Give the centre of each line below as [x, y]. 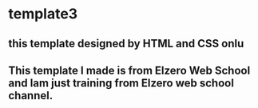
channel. [31, 96]
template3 [43, 14]
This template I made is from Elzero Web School [129, 70]
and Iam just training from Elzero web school [121, 83]
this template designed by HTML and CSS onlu [126, 44]
